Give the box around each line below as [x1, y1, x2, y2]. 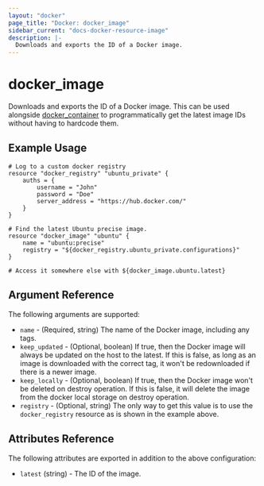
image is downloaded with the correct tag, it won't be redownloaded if [19, 358, 250, 368]
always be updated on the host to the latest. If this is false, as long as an [19, 350, 257, 360]
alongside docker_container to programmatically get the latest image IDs [8, 110, 247, 120]
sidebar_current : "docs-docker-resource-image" [8, 26, 169, 34]
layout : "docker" [8, 11, 66, 20]
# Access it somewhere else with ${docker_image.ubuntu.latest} [8, 267, 226, 275]
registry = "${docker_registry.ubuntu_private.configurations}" [22, 245, 240, 254]
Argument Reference [8, 288, 115, 302]
